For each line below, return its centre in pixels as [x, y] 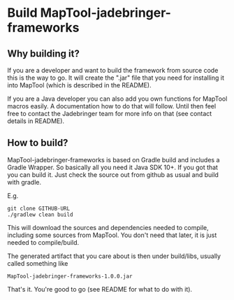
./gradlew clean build [40, 215]
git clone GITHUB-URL [39, 208]
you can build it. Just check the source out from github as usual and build [113, 174]
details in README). [36, 121]
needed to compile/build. [43, 242]
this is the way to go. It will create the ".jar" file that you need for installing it [116, 78]
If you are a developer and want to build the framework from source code [113, 70]
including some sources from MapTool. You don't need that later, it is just [112, 235]
